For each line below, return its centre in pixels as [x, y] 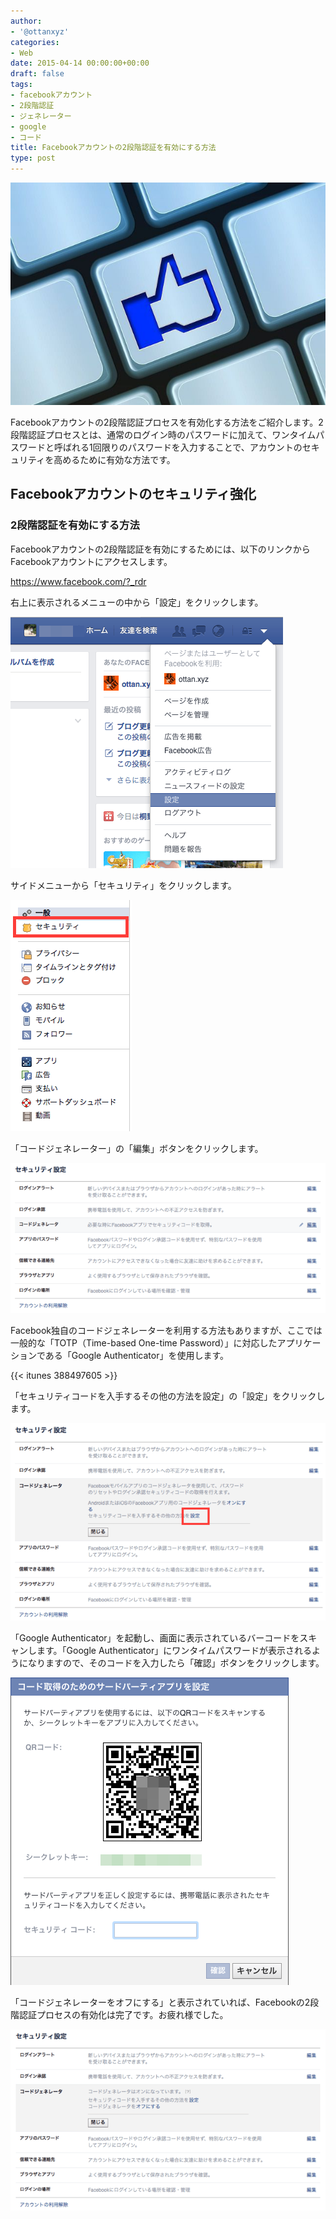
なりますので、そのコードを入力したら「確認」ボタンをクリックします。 [176, 1663]
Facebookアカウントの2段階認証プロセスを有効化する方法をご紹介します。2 [167, 422]
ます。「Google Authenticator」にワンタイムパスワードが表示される [174, 1651]
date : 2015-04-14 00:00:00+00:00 [80, 63]
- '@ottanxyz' [40, 31]
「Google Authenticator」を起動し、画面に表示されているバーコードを [155, 1638]
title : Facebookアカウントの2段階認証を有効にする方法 [113, 148]
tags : [21, 85]
